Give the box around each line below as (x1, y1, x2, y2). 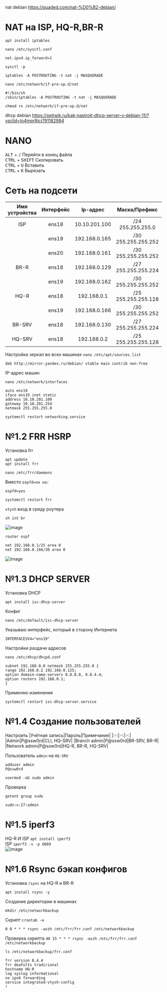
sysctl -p (5, 64, 26, 69)
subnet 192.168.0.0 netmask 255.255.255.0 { (5, 663, 99, 668)
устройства (7, 209, 37, 216)
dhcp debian (5, 112, 31, 118)
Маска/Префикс (116, 206, 158, 213)
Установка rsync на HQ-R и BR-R (5, 880, 74, 886)
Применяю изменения (5, 689, 53, 695)
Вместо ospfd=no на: (5, 479, 49, 485)
